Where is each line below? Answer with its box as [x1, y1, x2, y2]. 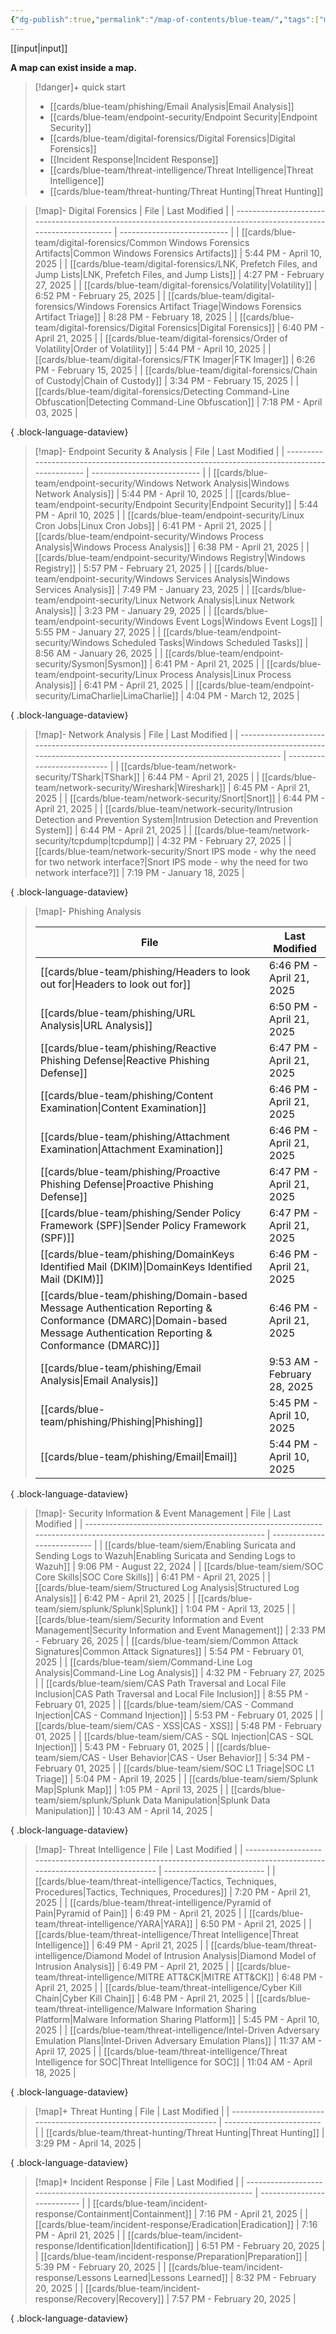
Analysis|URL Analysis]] [39, 1018, 153, 1032]
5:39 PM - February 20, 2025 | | [34, 2261, 167, 2273]
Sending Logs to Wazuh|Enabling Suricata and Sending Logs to [34, 1549, 296, 1561]
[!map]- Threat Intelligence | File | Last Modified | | [34, 1843, 243, 1855]
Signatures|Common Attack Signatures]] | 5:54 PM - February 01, [34, 1645, 305, 1657]
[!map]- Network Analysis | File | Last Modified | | [34, 728, 239, 740]
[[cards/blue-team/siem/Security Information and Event [34, 1613, 264, 1625]
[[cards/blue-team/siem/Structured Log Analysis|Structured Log [34, 1581, 300, 1593]
